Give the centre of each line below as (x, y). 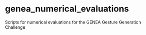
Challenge (15, 27)
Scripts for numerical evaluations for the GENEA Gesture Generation (73, 22)
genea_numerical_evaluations (67, 9)
